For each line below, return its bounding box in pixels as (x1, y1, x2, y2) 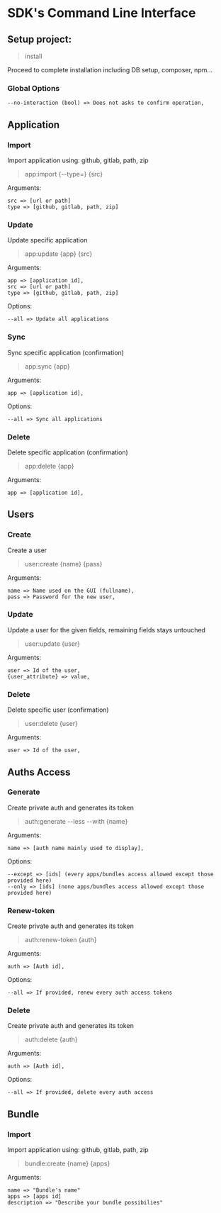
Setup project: (7, 33, 72, 45)
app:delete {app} (24, 462, 74, 470)
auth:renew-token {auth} (24, 936, 97, 944)
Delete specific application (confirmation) (7, 448, 129, 457)
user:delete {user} (24, 720, 78, 728)
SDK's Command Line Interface (7, 5, 196, 21)
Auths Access (7, 766, 71, 778)
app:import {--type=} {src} (24, 169, 103, 178)
